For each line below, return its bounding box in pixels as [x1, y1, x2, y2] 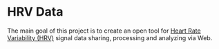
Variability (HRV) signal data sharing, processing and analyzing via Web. [7, 33, 213, 42]
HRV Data [7, 4, 64, 20]
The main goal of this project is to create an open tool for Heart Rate [7, 27, 202, 35]
